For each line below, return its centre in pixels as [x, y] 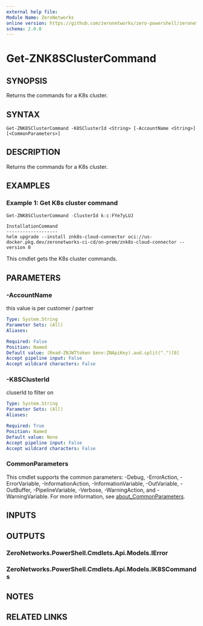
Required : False [27, 341]
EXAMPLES [28, 186]
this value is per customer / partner [50, 308]
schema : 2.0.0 [24, 29]
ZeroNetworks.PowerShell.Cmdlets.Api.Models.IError [87, 553]
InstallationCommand [32, 227]
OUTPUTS [26, 536]
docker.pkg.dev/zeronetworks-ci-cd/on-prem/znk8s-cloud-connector [92, 243]
